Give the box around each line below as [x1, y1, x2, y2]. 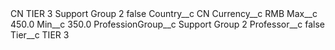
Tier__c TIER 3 [10, 29, 70, 41]
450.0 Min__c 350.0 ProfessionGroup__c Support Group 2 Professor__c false [10, 18, 325, 30]
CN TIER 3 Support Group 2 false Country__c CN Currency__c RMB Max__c [10, 8, 318, 19]
